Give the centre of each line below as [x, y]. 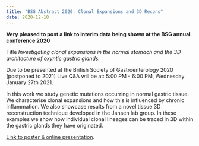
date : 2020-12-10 [28, 17]
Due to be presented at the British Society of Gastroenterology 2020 [90, 69]
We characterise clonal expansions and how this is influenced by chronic [95, 100]
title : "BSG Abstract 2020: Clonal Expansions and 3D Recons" [85, 12]
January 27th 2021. [30, 82]
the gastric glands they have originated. [55, 125]
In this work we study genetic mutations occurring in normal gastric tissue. [97, 94]
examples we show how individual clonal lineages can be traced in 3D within [100, 119]
